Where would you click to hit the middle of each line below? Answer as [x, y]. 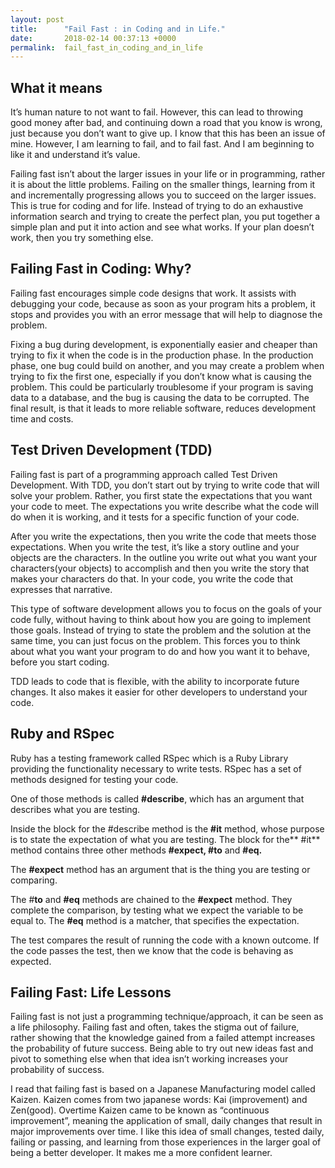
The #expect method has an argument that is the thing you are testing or [160, 869]
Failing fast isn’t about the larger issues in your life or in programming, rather [168, 174]
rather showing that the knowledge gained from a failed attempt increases [163, 1038]
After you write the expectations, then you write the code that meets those [163, 536]
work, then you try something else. [82, 238]
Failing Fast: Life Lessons [91, 992]
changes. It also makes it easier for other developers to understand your [159, 692]
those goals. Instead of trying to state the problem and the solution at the [161, 630]
